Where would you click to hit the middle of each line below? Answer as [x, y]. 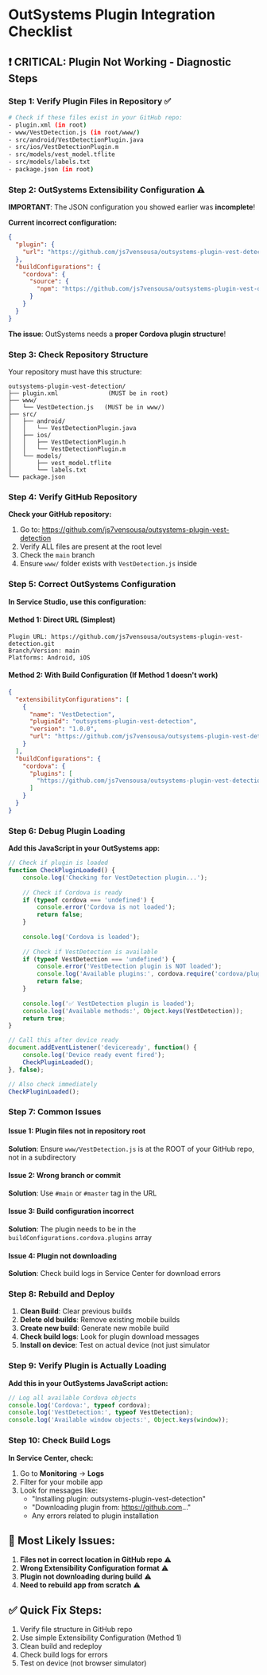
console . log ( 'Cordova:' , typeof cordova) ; [79, 1405]
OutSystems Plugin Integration [112, 15]
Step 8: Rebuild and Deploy [62, 1294]
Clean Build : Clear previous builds [76, 1311]
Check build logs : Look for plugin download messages [110, 1336]
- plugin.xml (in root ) [48, 125]
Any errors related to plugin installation [95, 1516]
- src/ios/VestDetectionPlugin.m [64, 147]
